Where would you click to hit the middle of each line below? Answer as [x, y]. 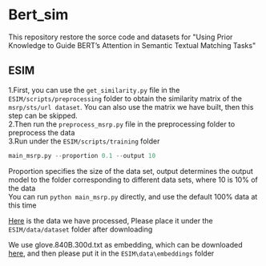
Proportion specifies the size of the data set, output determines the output [131, 171]
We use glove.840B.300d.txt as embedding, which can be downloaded [125, 244]
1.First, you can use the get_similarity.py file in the [94, 90]
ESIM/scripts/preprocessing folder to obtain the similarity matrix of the [125, 99]
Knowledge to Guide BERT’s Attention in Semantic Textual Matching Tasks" [132, 45]
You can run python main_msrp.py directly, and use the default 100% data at [133, 196]
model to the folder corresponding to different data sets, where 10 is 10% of [133, 179]
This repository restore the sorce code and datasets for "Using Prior [121, 37]
